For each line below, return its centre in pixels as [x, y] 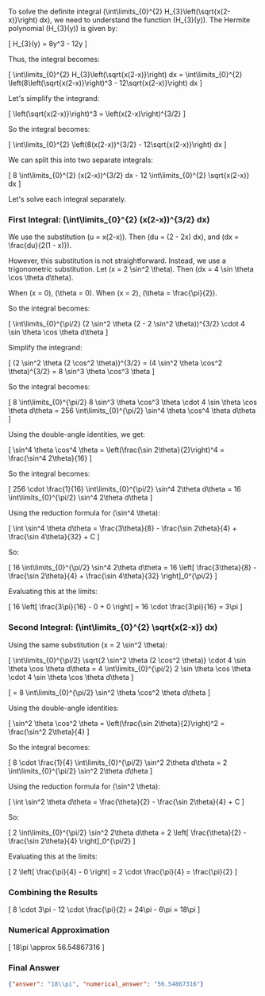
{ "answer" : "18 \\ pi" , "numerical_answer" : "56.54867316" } [106, 984]
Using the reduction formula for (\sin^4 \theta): [84, 513]
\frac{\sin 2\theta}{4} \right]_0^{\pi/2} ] [72, 840]
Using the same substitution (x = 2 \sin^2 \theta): [88, 645]
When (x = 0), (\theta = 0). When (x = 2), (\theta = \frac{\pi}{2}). [113, 293]
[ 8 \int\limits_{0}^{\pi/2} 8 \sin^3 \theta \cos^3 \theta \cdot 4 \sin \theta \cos [133, 402]
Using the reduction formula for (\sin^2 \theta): [84, 786]
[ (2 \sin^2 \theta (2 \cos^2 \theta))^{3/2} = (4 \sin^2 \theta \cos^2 [115, 363]
